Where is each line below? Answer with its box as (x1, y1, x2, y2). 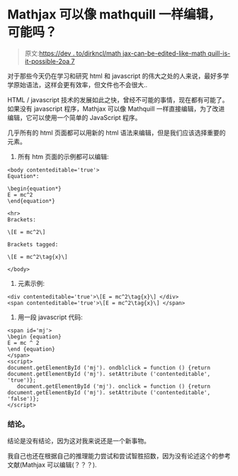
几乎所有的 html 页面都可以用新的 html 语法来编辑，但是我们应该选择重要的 (7, 128, 226, 137)
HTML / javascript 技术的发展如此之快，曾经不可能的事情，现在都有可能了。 (7, 95, 229, 104)
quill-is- (208, 49, 231, 57)
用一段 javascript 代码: (17, 313, 83, 321)
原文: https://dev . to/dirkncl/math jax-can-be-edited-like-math (24, 49, 207, 57)
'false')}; (7, 395, 40, 402)
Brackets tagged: (7, 240, 59, 248)
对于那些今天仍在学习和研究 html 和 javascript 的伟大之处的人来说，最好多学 (7, 72, 229, 80)
